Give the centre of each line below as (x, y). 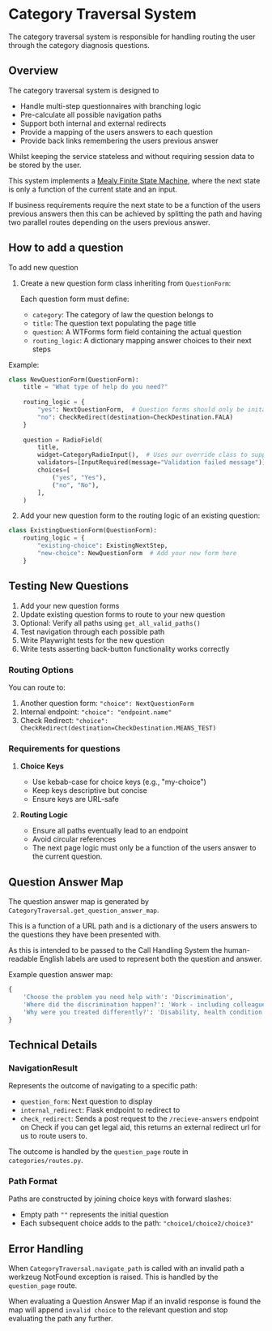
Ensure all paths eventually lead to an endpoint (110, 831)
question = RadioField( (63, 440)
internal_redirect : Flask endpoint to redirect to (100, 1110)
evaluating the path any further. (61, 1319)
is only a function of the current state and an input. (93, 189)
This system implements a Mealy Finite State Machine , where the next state (134, 180)
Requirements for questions (64, 748)
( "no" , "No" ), (75, 485)
